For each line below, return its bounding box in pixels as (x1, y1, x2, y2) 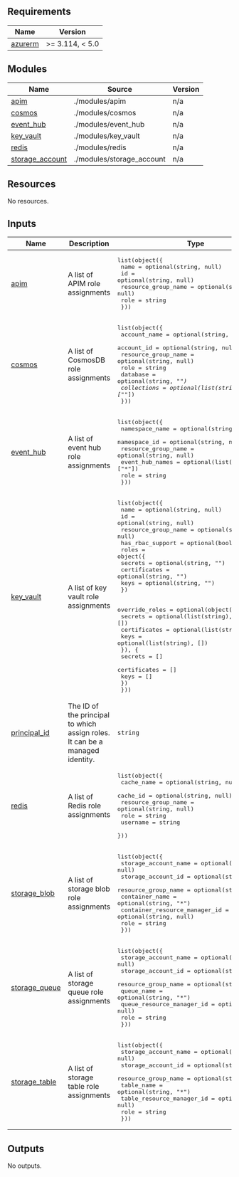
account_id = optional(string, (117, 344, 219, 352)
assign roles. (67, 728, 110, 738)
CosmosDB (67, 355, 105, 365)
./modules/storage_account (73, 154, 166, 164)
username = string (120, 818, 181, 826)
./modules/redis (73, 142, 127, 152)
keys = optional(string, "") (120, 579, 216, 587)
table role (67, 1082, 100, 1092)
